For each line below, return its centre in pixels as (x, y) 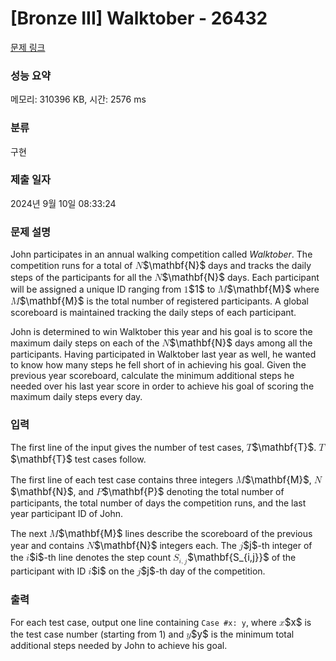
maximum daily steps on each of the (85, 343)
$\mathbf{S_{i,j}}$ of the (242, 557)
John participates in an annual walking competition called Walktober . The (161, 254)
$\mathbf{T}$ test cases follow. (78, 459)
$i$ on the (113, 571)
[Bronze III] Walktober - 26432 (139, 18)
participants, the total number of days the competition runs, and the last (158, 503)
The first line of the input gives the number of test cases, (127, 448)
